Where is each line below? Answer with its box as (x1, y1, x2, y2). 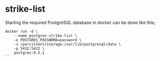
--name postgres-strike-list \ (14, 33, 78, 38)
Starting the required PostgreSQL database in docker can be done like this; (5, 20, 156, 25)
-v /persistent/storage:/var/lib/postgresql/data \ (14, 41, 121, 47)
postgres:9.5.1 (14, 50, 45, 55)
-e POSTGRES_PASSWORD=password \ (14, 38, 82, 42)
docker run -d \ (5, 29, 38, 34)
